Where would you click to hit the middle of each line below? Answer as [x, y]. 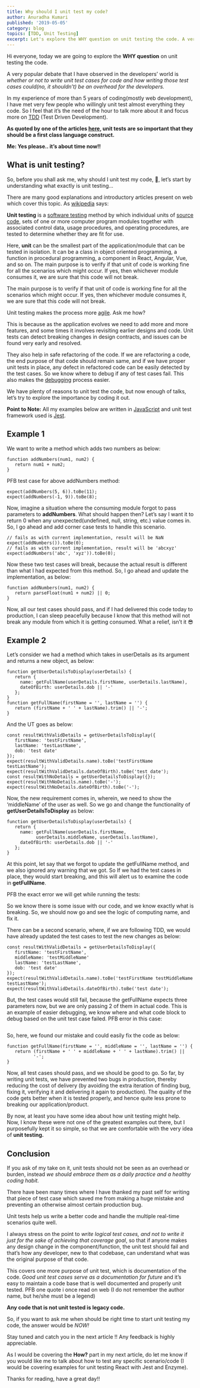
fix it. [13, 919]
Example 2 [26, 641]
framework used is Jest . [36, 415]
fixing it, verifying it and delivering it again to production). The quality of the [99, 1092]
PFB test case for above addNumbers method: [64, 480]
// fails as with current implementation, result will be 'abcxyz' [92, 548]
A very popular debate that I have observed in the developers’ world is [93, 74]
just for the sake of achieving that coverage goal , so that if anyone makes [97, 1240]
